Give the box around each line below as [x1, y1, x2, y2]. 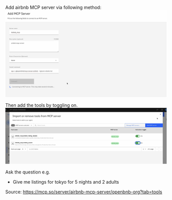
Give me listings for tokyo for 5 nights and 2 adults [12, 179, 119, 185]
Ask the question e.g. [5, 169, 50, 175]
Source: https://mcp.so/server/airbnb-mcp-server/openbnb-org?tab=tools [5, 189, 162, 195]
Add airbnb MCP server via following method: [5, 5, 101, 10]
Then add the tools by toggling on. [5, 102, 78, 108]
